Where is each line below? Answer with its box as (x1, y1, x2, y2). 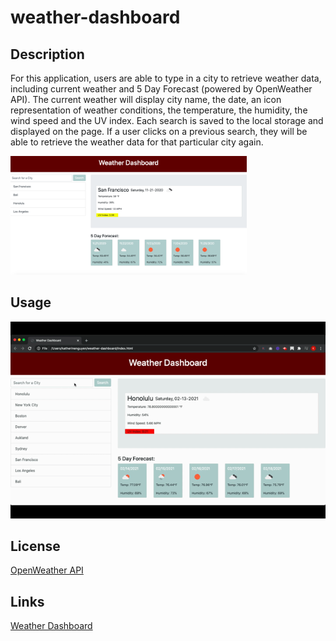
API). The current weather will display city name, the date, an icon (10, 94, 282, 105)
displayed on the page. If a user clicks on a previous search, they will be (10, 126, 308, 137)
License (10, 537, 61, 555)
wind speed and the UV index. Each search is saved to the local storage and (10, 115, 324, 126)
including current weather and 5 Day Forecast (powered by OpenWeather (10, 83, 313, 95)
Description (10, 46, 85, 63)
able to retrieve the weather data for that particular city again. (10, 136, 264, 148)
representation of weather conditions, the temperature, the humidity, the (10, 104, 308, 116)
